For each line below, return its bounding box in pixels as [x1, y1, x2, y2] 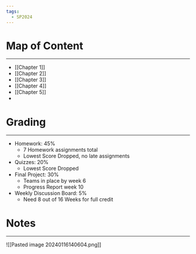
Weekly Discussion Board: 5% [14, 190, 87, 197]
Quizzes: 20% [14, 159, 49, 166]
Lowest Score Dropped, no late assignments [23, 152, 130, 159]
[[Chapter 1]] [14, 64, 45, 71]
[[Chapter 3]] [14, 76, 47, 83]
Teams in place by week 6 [23, 178, 86, 185]
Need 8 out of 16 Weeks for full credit [23, 196, 114, 203]
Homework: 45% [14, 140, 55, 147]
